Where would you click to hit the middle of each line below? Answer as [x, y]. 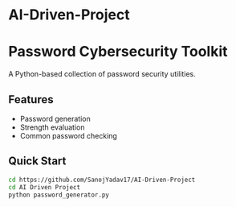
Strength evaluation [52, 127]
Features [31, 99]
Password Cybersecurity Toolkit [118, 52]
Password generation [55, 118]
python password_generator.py [59, 195]
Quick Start [37, 161]
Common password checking [69, 135]
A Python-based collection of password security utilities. [102, 74]
